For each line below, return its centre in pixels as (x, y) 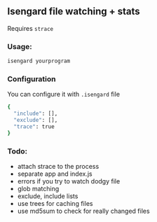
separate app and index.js (55, 174)
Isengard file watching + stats (74, 12)
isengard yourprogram (39, 61)
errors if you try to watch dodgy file (69, 181)
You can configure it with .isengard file (64, 95)
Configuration (32, 78)
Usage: (20, 46)
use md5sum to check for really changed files (83, 211)
